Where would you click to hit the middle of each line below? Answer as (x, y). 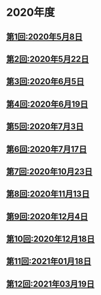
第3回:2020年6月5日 (45, 81)
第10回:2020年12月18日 (50, 239)
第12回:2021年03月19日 (50, 284)
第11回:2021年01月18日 (49, 261)
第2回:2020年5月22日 (47, 59)
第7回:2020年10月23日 (50, 171)
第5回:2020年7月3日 (45, 127)
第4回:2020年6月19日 (47, 104)
